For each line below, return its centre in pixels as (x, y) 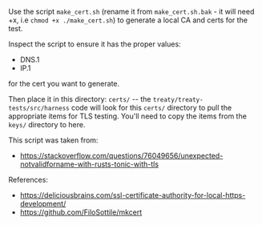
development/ (43, 204)
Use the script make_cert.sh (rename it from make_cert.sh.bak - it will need (131, 12)
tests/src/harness (39, 108)
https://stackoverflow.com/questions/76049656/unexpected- (121, 156)
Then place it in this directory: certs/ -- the (80, 99)
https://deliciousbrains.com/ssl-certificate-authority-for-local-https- (133, 195)
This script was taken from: (53, 140)
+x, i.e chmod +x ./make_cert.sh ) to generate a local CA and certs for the (128, 20)
